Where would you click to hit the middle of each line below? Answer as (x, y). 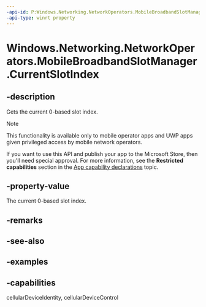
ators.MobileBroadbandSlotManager (102, 61)
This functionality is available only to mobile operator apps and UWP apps (100, 135)
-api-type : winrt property (41, 18)
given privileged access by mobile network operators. (74, 142)
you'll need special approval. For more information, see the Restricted (95, 160)
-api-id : (17, 12)
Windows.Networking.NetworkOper (101, 48)
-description (31, 97)
